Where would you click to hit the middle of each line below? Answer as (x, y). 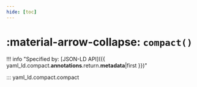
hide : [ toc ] (21, 12)
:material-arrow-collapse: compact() (99, 42)
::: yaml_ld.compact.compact (43, 77)
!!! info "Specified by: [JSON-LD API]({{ (56, 59)
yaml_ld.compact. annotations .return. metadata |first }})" (77, 65)
